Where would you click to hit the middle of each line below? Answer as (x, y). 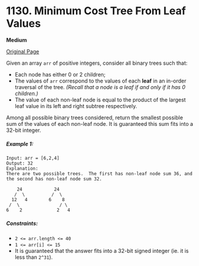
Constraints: (22, 223)
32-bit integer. (24, 130)
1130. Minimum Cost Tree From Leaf (96, 11)
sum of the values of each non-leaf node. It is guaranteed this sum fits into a (100, 123)
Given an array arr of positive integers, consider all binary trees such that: (97, 63)
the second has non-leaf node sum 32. (54, 179)
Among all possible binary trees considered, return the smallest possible (94, 118)
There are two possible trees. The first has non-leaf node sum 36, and (99, 173)
